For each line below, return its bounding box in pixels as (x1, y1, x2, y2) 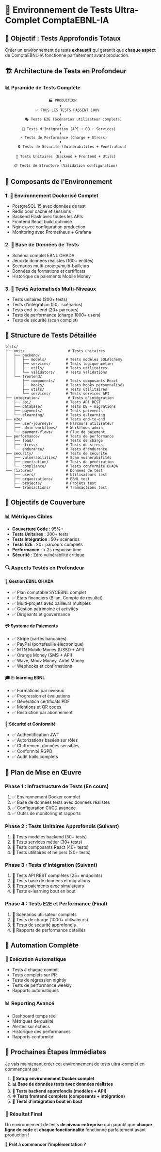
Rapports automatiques (12, 988, 59, 993)
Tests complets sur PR (12, 972, 57, 978)
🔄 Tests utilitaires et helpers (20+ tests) (12, 850, 91, 855)
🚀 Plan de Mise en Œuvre (5, 768, 81, 776)
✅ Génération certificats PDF (12, 698, 70, 704)
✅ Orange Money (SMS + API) (12, 652, 73, 658)
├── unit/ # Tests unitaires (5, 348, 105, 353)
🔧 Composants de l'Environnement (5, 178, 113, 186)
